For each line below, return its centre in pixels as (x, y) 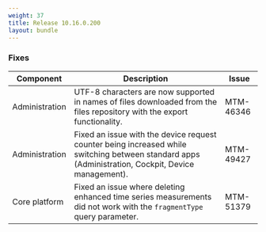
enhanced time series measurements (143, 196)
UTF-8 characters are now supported (144, 92)
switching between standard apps (137, 154)
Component (39, 78)
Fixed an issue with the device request (145, 134)
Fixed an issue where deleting (129, 187)
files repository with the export (131, 112)
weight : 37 (26, 15)
